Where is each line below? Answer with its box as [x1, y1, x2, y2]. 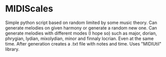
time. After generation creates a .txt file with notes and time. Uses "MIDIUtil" [5, 40, 162, 46]
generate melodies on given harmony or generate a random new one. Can [5, 24, 157, 30]
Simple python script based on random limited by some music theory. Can [5, 19, 158, 25]
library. [5, 46, 20, 52]
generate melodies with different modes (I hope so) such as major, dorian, [5, 30, 157, 36]
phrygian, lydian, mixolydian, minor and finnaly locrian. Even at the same [5, 35, 154, 41]
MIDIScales [5, 3, 53, 14]
